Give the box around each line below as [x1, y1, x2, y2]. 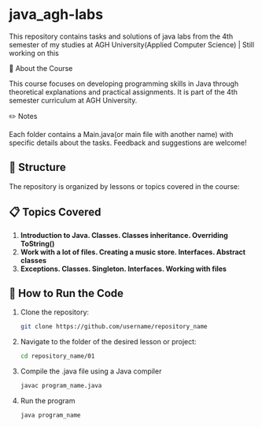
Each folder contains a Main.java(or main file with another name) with [9, 129, 234, 139]
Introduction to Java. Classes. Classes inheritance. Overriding [20, 230, 229, 239]
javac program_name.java [20, 382, 102, 390]
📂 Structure [9, 161, 66, 174]
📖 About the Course [9, 63, 73, 72]
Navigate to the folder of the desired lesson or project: [20, 337, 197, 347]
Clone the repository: [20, 307, 90, 317]
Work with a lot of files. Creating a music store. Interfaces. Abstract [20, 247, 246, 257]
